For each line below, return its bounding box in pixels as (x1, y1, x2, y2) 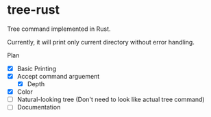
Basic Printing (16, 64, 57, 73)
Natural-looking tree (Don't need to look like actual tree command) (16, 95, 205, 104)
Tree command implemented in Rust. (7, 25, 111, 33)
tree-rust (7, 2, 60, 18)
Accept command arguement (16, 73, 100, 80)
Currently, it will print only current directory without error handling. (7, 38, 195, 46)
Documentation (16, 103, 61, 112)
